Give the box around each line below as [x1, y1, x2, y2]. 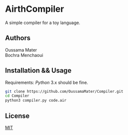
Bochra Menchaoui [5, 52, 43, 58]
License [5, 111, 30, 120]
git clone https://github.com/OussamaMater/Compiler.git [5, 89, 124, 94]
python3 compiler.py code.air [5, 98, 67, 103]
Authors [5, 34, 31, 42]
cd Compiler [5, 93, 29, 99]
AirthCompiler [5, 3, 64, 15]
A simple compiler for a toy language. [5, 20, 81, 26]
